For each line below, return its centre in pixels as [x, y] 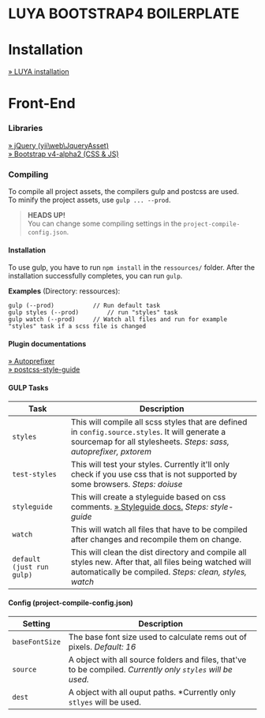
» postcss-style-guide [44, 370]
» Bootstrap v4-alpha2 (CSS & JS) [64, 154]
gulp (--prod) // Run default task [84, 306]
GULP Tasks [28, 387]
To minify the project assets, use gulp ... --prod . [90, 200]
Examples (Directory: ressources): [64, 291]
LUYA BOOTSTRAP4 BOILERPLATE [124, 14]
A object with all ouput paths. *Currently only [152, 692]
